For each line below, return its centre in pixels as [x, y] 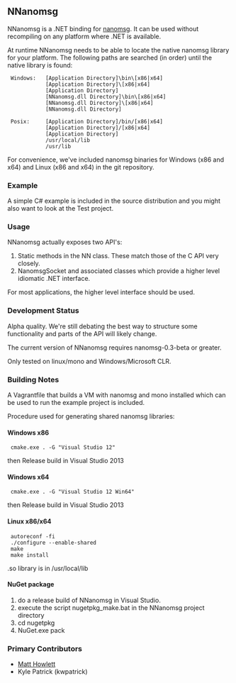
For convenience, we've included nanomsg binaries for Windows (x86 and [116, 160]
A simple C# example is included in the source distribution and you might [114, 201]
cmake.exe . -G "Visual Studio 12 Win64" [72, 492]
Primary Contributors [45, 648]
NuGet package [31, 584]
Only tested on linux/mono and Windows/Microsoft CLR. [89, 361]
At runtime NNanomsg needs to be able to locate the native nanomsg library [118, 50]
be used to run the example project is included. [76, 402]
